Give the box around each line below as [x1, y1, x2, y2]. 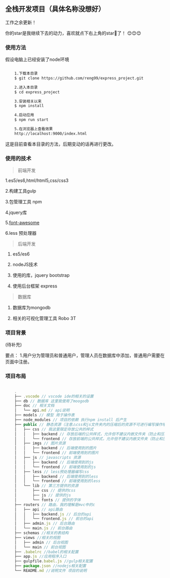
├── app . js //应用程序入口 [14, 554, 67, 559]
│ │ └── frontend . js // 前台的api [14, 516, 94, 521]
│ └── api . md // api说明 [14, 408, 70, 413]
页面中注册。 [5, 359, 32, 365]
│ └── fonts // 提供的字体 [14, 497, 81, 502]
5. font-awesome [5, 220, 39, 226]
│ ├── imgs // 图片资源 [14, 441, 66, 446]
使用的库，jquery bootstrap [12, 272, 70, 278]
